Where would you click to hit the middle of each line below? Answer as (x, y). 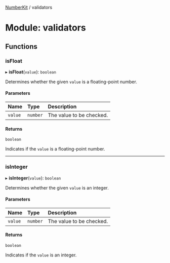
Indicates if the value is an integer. (41, 255)
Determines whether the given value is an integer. (57, 187)
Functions (22, 46)
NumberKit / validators (29, 7)
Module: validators (46, 28)
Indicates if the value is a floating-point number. (55, 149)
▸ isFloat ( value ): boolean (31, 72)
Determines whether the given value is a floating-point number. (71, 82)
